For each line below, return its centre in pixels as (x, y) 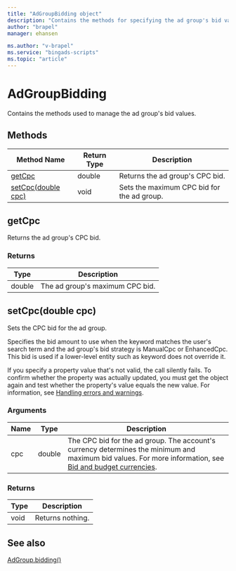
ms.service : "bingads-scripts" (53, 53)
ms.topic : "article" (38, 59)
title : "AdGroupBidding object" (54, 14)
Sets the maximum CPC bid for (170, 187)
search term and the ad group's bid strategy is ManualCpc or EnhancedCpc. (118, 349)
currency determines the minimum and (131, 449)
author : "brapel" (33, 27)
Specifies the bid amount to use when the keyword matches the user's (110, 341)
